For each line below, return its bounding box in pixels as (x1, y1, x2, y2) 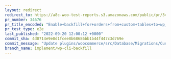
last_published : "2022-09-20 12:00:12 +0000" (5, 31, 103, 36)
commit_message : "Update (5, 41, 58, 46)
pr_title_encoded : (5, 22, 44, 27)
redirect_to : (5, 12, 33, 17)
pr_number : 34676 (5, 17, 42, 22)
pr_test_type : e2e (5, 27, 44, 32)
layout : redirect (5, 7, 42, 13)
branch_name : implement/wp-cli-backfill (5, 46, 92, 51)
